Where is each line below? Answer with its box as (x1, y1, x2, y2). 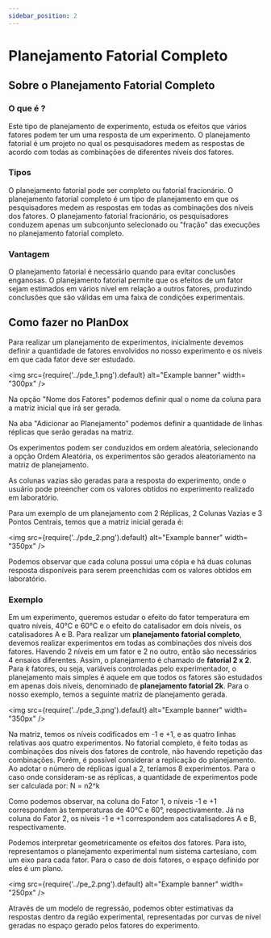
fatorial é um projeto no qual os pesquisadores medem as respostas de (8, 138, 245, 148)
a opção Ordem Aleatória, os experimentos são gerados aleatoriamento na (8, 451, 256, 461)
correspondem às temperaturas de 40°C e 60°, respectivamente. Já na (8, 805, 244, 815)
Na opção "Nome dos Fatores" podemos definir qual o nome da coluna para (8, 394, 261, 404)
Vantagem (8, 248, 50, 259)
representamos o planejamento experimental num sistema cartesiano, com (8, 847, 256, 856)
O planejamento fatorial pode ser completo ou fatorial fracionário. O (8, 185, 234, 195)
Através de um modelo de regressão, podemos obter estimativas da (8, 903, 234, 913)
